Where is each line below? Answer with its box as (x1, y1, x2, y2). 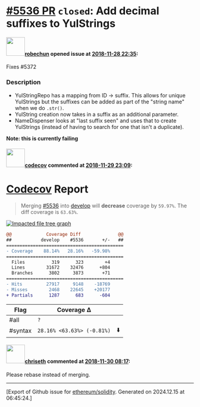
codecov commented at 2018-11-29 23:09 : (24, 162, 133, 169)
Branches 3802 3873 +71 (11, 270, 111, 276)
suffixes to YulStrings (6, 17, 116, 30)
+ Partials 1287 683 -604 (6, 292, 111, 298)
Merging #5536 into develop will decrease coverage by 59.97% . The (20, 202, 187, 209)
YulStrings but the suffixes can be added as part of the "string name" (14, 98, 185, 105)
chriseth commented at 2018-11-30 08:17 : (24, 358, 131, 365)
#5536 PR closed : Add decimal (6, 4, 160, 18)
